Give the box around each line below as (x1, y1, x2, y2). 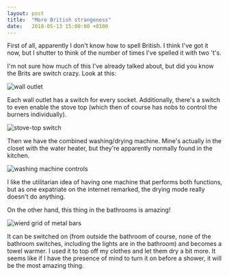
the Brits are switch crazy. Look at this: (7, 69, 117, 77)
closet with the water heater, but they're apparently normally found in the (7, 145, 213, 153)
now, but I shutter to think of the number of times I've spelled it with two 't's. (7, 49, 222, 57)
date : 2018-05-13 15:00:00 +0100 (7, 23, 109, 29)
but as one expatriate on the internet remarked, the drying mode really (7, 186, 205, 194)
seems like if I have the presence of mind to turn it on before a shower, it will (7, 254, 222, 262)
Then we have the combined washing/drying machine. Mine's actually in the (7, 137, 222, 145)
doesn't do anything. (7, 192, 66, 201)
